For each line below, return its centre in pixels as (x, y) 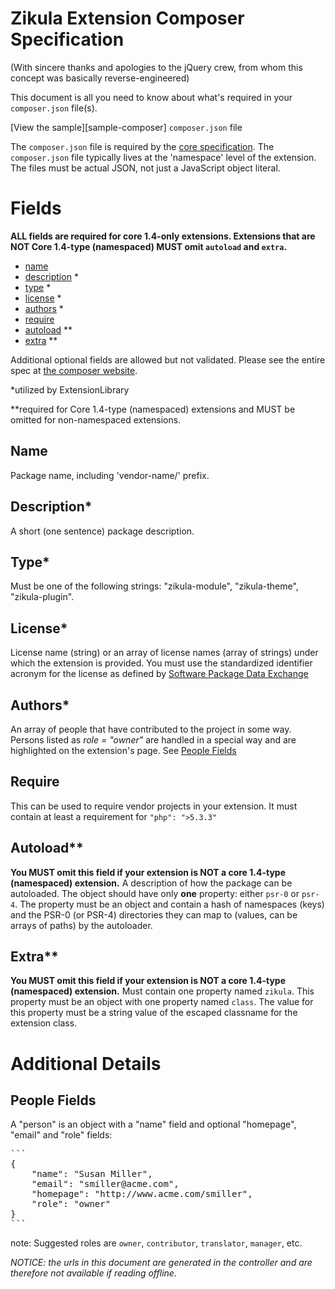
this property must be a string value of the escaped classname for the (154, 1013)
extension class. (44, 1023)
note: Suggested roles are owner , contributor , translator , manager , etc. (156, 1243)
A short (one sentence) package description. (102, 531)
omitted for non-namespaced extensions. (96, 419)
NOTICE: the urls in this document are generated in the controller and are (161, 1263)
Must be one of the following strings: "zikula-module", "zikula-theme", (154, 586)
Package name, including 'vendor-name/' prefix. (110, 475)
